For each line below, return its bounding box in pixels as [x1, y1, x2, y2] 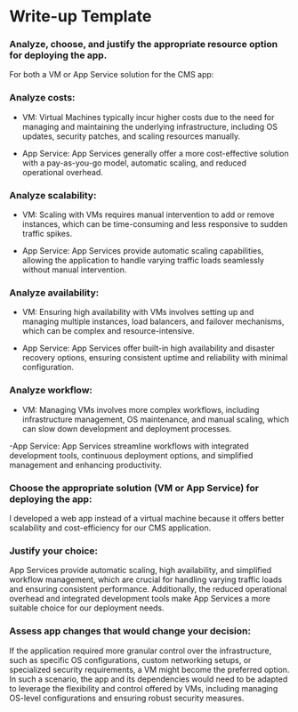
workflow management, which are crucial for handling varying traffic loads [9, 574, 283, 585]
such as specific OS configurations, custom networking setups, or [9, 654, 252, 665]
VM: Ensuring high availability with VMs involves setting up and [21, 307, 254, 318]
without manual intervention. [21, 264, 127, 275]
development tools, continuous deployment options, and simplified [9, 449, 254, 460]
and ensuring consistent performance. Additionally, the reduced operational [9, 584, 287, 595]
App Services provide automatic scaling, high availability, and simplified [9, 565, 272, 576]
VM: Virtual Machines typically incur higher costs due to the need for [21, 111, 275, 122]
